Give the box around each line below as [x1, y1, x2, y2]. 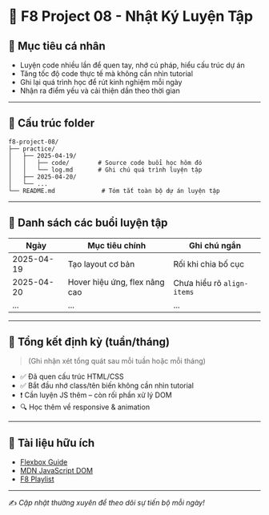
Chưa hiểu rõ [173, 277, 222, 288]
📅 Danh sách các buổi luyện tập [8, 216, 168, 230]
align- [223, 279, 249, 288]
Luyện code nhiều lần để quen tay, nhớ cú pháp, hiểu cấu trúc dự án [19, 60, 246, 70]
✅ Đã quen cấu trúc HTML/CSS [19, 372, 124, 381]
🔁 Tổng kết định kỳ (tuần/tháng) [8, 336, 171, 349]
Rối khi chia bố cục [173, 258, 245, 269]
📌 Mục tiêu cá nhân [8, 39, 106, 53]
